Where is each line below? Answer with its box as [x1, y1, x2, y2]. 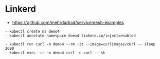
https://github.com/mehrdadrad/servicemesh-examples [12, 20, 124, 25]
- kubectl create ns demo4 [5, 29, 60, 34]
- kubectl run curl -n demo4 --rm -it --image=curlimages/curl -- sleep [5, 41, 156, 47]
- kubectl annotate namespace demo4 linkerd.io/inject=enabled [5, 33, 136, 38]
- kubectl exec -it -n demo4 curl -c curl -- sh [5, 50, 106, 55]
